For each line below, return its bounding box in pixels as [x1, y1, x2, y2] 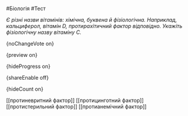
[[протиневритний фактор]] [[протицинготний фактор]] [6, 97, 144, 104]
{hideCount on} [6, 86, 44, 93]
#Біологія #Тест [6, 5, 46, 12]
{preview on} [6, 52, 38, 58]
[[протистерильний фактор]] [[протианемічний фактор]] [6, 103, 147, 110]
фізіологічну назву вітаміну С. [6, 29, 81, 36]
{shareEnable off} [6, 74, 49, 81]
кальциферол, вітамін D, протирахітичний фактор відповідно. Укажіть [6, 23, 183, 29]
